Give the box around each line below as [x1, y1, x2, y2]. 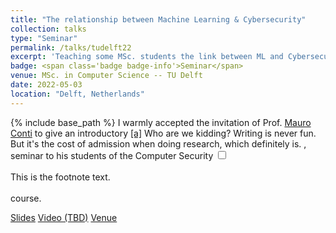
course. [10, 192, 42, 204]
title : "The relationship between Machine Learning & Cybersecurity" [10, 14, 307, 25]
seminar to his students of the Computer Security [10, 149, 214, 161]
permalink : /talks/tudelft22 [10, 42, 132, 53]
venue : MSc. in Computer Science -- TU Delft [10, 71, 203, 81]
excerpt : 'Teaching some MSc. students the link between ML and [10, 52, 284, 62]
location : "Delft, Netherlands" [10, 89, 145, 99]
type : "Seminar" [10, 33, 78, 43]
